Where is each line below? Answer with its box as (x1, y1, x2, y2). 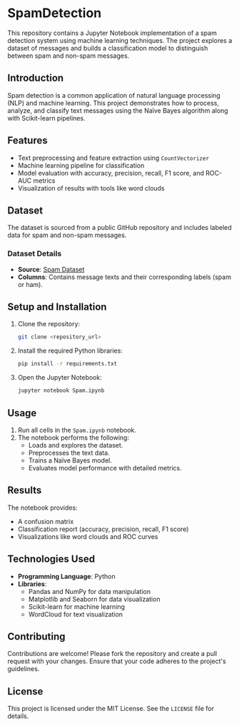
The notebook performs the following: (17, 433, 130, 442)
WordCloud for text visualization (28, 610, 123, 618)
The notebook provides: (7, 503, 78, 512)
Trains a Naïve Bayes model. (28, 455, 112, 465)
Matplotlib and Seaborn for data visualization (28, 595, 161, 603)
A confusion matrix (17, 517, 74, 525)
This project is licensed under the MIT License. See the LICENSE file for (7, 705, 214, 713)
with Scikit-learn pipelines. (7, 114, 86, 122)
